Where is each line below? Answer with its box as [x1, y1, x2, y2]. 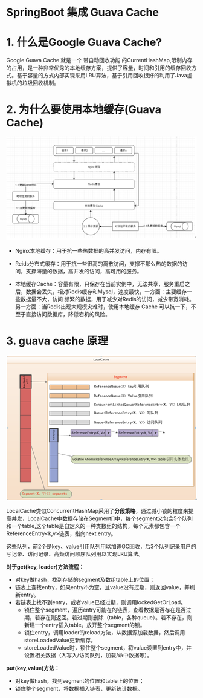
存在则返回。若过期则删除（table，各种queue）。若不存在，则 [40, 614, 193, 621]
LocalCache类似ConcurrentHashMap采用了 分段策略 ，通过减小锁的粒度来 [6, 507, 188, 515]
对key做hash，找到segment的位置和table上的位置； [14, 677, 144, 685]
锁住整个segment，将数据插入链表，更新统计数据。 [14, 685, 143, 693]
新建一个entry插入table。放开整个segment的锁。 [24, 621, 146, 629]
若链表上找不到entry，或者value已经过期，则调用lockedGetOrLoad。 [14, 599, 186, 606]
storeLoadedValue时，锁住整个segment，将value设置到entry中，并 [24, 644, 192, 651]
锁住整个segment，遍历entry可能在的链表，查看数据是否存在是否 [24, 606, 186, 614]
